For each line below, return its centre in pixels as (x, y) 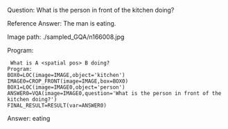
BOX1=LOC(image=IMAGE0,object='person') (67, 87)
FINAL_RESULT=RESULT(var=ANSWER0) (57, 105)
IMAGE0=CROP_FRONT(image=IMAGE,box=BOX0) (68, 81)
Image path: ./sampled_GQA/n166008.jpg (66, 37)
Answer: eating (29, 118)
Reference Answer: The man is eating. (62, 23)
